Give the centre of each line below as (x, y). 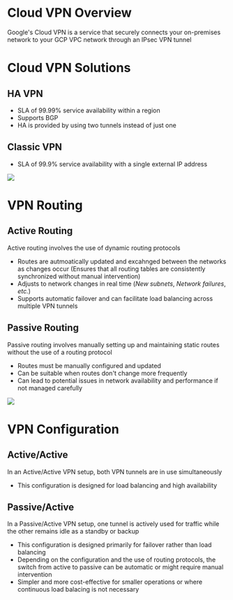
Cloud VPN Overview (70, 13)
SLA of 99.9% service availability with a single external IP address (112, 164)
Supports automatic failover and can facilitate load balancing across (115, 298)
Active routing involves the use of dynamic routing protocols (94, 248)
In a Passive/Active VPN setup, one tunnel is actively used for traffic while (113, 524)
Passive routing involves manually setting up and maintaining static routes (113, 344)
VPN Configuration (63, 429)
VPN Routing (45, 205)
